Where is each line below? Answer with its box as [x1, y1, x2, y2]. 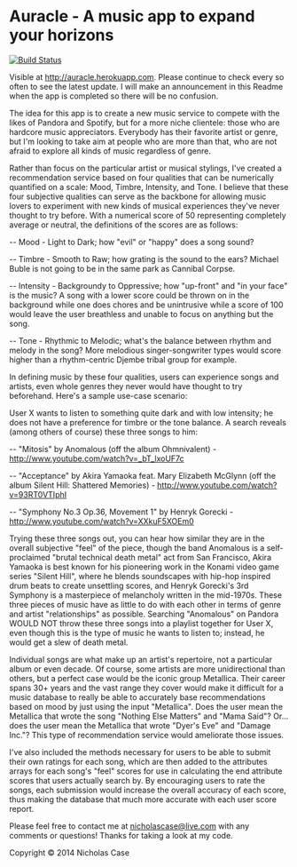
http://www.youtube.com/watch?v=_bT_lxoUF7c [9, 453, 184, 464]
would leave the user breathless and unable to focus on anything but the [9, 308, 274, 319]
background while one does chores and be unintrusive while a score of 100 [9, 299, 284, 310]
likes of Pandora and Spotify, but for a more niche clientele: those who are [9, 117, 280, 128]
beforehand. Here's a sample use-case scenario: [9, 390, 188, 401]
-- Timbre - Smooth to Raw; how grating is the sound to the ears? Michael [9, 253, 279, 264]
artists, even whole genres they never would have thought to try [9, 380, 243, 392]
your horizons [9, 25, 114, 45]
